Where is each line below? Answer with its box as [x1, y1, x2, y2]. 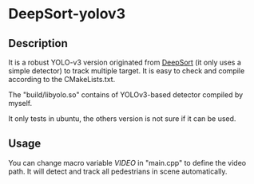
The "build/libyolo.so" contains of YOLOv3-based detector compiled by [8, 90, 244, 100]
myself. [8, 99, 33, 108]
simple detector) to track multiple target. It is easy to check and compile [8, 66, 245, 76]
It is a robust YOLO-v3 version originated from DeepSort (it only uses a [8, 57, 242, 67]
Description [8, 37, 68, 50]
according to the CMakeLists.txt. [8, 75, 116, 84]
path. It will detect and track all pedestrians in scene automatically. [8, 166, 228, 176]
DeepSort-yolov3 [8, 5, 126, 23]
